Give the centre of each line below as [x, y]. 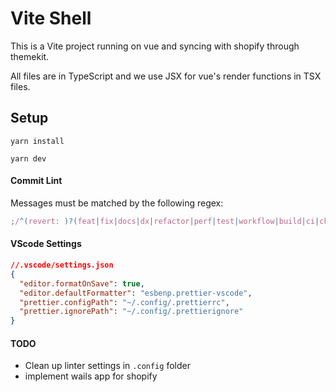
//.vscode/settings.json [62, 265]
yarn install [37, 141]
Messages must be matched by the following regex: [117, 203]
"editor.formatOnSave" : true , [82, 283]
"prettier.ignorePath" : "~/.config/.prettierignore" [131, 312]
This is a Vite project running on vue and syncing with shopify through [155, 46]
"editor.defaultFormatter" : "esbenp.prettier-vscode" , [136, 293]
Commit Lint [36, 181]
